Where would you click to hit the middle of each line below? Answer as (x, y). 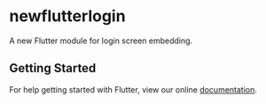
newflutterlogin (67, 16)
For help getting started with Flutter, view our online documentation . (133, 89)
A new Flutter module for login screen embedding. (101, 41)
